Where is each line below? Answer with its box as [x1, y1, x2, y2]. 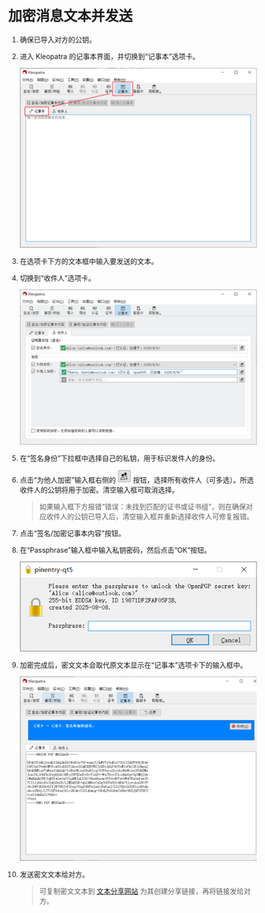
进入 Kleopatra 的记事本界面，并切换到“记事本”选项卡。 [19, 51, 200, 61]
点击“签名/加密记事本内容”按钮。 [19, 528, 126, 538]
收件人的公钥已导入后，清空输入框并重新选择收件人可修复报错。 [46, 512, 254, 521]
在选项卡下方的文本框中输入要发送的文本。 [19, 256, 159, 265]
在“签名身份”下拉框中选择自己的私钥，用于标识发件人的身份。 [19, 453, 220, 463]
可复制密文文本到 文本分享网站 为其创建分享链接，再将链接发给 [39, 886, 244, 896]
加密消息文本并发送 [8, 7, 133, 25]
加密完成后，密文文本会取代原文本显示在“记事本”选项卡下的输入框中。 [19, 660, 248, 670]
